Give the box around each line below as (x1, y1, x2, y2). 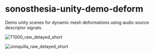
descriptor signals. (5, 24, 43, 30)
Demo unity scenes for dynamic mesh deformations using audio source (5, 19, 149, 25)
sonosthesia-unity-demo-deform (5, 3, 143, 15)
